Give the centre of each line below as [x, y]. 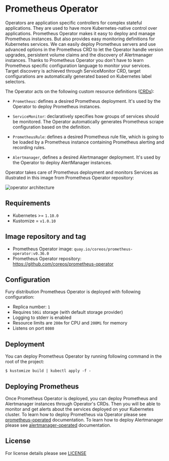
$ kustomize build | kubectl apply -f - [48, 371]
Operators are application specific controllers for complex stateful [74, 23]
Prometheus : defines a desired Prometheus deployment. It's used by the [87, 101]
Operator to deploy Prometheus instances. [57, 106]
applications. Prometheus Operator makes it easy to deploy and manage [80, 33]
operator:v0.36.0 [31, 253]
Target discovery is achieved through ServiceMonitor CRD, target [73, 71]
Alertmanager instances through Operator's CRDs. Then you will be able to [83, 404]
